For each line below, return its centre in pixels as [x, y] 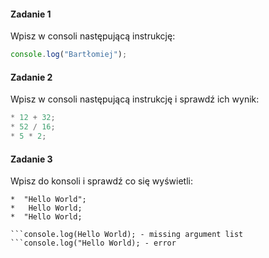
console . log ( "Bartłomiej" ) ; [69, 55]
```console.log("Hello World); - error [93, 243]
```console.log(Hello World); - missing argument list [127, 235]
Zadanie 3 [31, 159]
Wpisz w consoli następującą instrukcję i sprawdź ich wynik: [135, 99]
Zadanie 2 [31, 77]
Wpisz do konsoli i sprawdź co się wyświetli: [101, 181]
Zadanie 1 [31, 14]
